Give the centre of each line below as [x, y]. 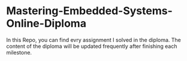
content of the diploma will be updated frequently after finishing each [92, 46]
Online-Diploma [46, 23]
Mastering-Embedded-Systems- [89, 11]
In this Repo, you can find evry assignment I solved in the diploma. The [94, 40]
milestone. [19, 52]
